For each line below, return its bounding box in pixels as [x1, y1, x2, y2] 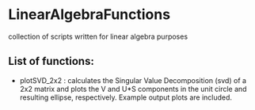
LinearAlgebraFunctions [8, 6, 171, 24]
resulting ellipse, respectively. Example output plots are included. [19, 93, 232, 102]
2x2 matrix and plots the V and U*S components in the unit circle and [19, 84, 247, 93]
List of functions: [8, 55, 95, 68]
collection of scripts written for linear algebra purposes [8, 32, 188, 41]
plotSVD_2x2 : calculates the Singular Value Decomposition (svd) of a [19, 75, 247, 85]
